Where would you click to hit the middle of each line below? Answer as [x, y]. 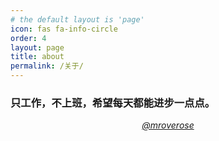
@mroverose [168, 125]
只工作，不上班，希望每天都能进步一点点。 [113, 103]
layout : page [37, 47]
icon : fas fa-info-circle [64, 29]
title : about [37, 57]
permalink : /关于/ [47, 66]
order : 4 [28, 38]
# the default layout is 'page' [77, 19]
